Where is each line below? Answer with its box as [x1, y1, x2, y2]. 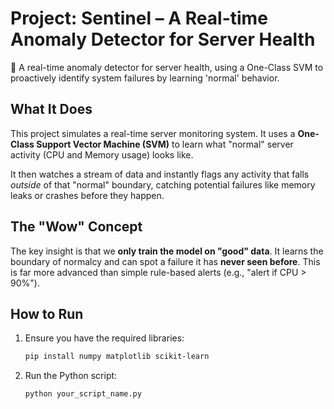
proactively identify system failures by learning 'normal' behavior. [10, 72, 280, 84]
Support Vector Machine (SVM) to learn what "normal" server [36, 138, 294, 150]
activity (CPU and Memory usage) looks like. [10, 148, 194, 161]
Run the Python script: [24, 370, 118, 382]
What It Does [10, 101, 93, 118]
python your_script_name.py [24, 389, 142, 399]
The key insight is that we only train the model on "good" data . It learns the [10, 245, 324, 257]
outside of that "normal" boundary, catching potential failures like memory [10, 178, 316, 191]
